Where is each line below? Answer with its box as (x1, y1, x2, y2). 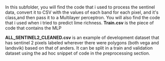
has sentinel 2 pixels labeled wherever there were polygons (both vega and (5, 40, 159, 46)
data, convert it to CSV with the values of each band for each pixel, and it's (5, 9, 159, 15)
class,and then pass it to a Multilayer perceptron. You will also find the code (5, 15, 160, 20)
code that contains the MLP (5, 25, 62, 31)
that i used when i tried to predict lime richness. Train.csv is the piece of (5, 20, 154, 26)
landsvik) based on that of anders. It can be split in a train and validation (5, 45, 153, 51)
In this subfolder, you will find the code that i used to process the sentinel (5, 4, 155, 10)
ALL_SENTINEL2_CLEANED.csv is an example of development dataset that (5, 34, 160, 40)
